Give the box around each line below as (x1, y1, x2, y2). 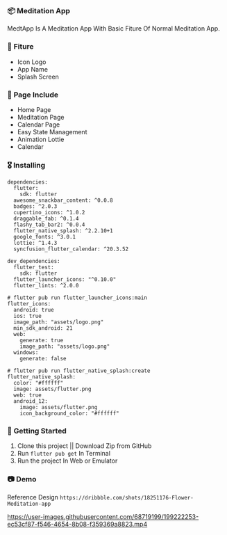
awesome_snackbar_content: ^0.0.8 (13, 197, 113, 204)
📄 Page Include (7, 90, 59, 99)
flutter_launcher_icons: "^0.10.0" (13, 276, 117, 283)
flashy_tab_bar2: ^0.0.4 (13, 221, 85, 228)
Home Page (17, 105, 51, 113)
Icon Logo (17, 58, 47, 66)
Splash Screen (17, 72, 59, 81)
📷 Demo (7, 474, 37, 484)
